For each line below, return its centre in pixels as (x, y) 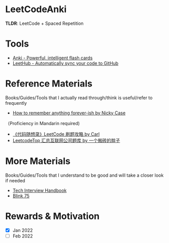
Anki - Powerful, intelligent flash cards (53, 58)
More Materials (38, 161)
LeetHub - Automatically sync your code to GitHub (65, 63)
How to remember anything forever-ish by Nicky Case (69, 113)
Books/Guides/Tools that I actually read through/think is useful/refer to (79, 98)
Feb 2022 (23, 236)
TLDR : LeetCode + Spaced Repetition (44, 23)
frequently (16, 103)
